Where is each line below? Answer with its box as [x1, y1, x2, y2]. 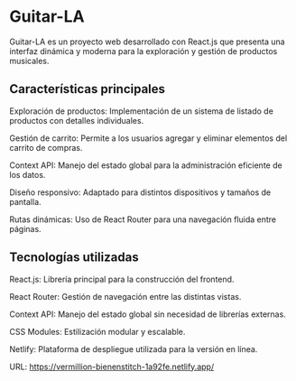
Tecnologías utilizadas [9, 250, 139, 265]
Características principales [9, 81, 165, 97]
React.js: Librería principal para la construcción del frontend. [9, 274, 235, 284]
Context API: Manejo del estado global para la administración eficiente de [9, 160, 282, 171]
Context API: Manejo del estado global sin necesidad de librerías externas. [9, 309, 286, 320]
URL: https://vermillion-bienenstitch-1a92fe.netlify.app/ [9, 361, 215, 372]
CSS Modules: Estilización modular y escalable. [9, 326, 186, 337]
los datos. [9, 169, 46, 180]
